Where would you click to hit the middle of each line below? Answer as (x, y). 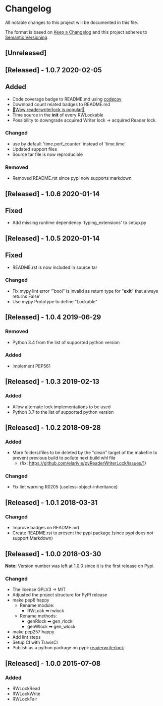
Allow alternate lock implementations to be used (61, 407)
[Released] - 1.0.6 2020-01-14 (53, 194)
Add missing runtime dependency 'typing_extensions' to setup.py (79, 223)
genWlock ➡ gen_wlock (51, 627)
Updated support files (35, 149)
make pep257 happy (33, 632)
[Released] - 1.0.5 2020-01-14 (53, 238)
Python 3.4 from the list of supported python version (66, 342)
